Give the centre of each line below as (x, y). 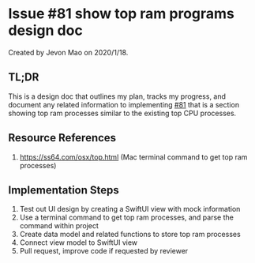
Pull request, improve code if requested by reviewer (104, 251)
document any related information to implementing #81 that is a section (124, 104)
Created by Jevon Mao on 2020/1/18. (68, 52)
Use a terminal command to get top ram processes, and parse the (127, 217)
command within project (59, 226)
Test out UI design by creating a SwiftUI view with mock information (130, 209)
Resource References (62, 138)
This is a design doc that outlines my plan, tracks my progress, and (117, 96)
